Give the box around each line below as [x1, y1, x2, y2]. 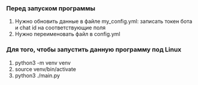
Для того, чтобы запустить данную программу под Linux [6, 45, 182, 54]
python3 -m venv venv [14, 59, 71, 66]
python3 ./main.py [14, 72, 60, 79]
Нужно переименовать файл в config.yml [14, 31, 121, 38]
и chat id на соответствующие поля [14, 24, 106, 31]
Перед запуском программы [6, 4, 96, 13]
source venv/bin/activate [14, 65, 77, 72]
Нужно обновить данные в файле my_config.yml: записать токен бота [14, 18, 193, 25]
